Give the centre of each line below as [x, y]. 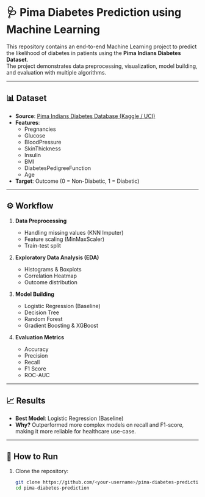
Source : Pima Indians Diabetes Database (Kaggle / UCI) [85, 116]
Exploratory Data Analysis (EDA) [57, 257]
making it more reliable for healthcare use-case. [75, 432]
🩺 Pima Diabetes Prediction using [94, 13]
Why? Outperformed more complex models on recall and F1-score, [99, 425]
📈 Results [26, 401]
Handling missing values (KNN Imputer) [74, 232]
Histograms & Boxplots [53, 269]
